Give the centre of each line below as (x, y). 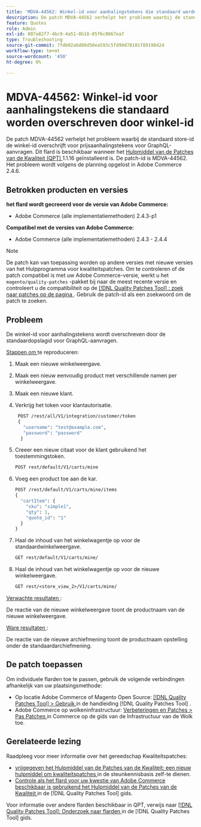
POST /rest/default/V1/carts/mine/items (66, 490)
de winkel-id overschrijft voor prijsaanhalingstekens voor (76, 145)
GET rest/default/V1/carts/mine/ (57, 558)
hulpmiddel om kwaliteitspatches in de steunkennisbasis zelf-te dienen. (103, 774)
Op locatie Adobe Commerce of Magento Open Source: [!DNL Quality (100, 697)
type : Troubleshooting (34, 40)
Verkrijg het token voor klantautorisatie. (63, 405)
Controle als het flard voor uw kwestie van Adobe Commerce (90, 780)
